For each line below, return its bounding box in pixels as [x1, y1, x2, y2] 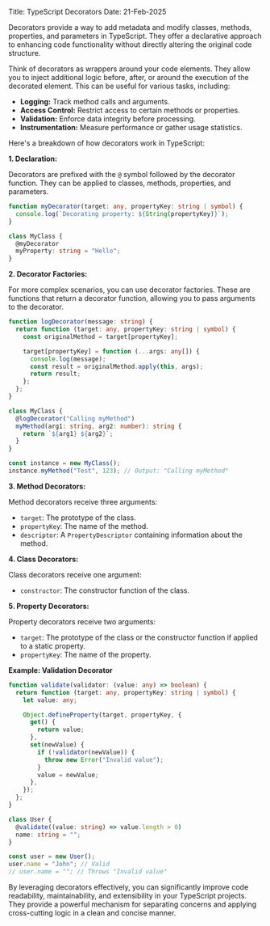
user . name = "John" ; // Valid [8, 860, 110, 869]
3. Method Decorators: [8, 481, 86, 491]
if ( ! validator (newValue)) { [37, 748, 135, 756]
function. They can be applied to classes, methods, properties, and [8, 178, 231, 188]
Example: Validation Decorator [8, 665, 113, 674]
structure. [8, 49, 41, 57]
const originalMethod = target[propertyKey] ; [23, 332, 179, 340]
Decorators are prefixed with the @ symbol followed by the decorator [8, 170, 235, 179]
